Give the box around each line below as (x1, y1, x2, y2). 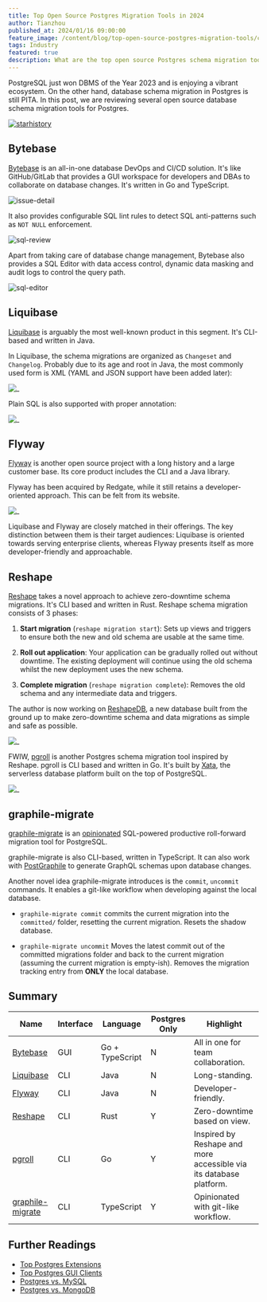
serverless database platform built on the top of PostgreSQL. (8, 769, 207, 778)
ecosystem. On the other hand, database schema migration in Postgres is (8, 86, 249, 96)
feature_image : (8, 33, 59, 42)
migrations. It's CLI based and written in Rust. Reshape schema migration (8, 600, 249, 610)
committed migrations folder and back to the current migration (19, 950, 224, 959)
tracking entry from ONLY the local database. (19, 966, 168, 976)
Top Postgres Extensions (19, 1259, 102, 1269)
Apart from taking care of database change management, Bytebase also (8, 250, 245, 260)
